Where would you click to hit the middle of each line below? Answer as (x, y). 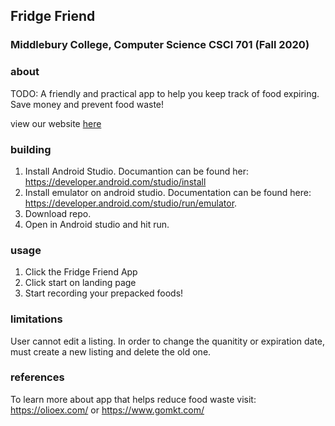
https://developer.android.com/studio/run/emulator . (131, 203)
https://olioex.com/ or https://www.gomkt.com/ (107, 410)
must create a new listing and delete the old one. (111, 351)
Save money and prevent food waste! (87, 104)
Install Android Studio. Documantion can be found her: (137, 171)
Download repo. (58, 213)
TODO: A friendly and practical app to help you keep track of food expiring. (165, 93)
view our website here (56, 123)
